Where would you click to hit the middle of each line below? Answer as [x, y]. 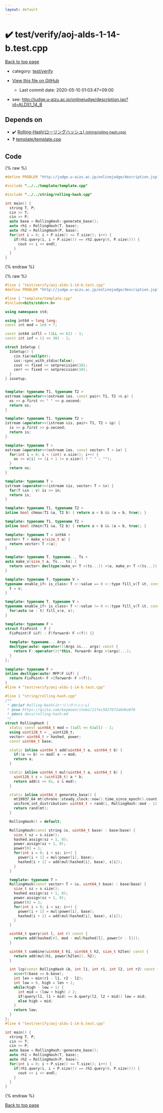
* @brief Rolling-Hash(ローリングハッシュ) [48, 705]
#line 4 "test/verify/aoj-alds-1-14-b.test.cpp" [55, 687]
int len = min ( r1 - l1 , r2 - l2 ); [49, 978]
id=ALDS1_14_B [27, 104]
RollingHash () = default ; [36, 821]
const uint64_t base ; [31, 741]
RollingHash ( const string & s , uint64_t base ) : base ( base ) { [73, 830]
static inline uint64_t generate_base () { [53, 795]
